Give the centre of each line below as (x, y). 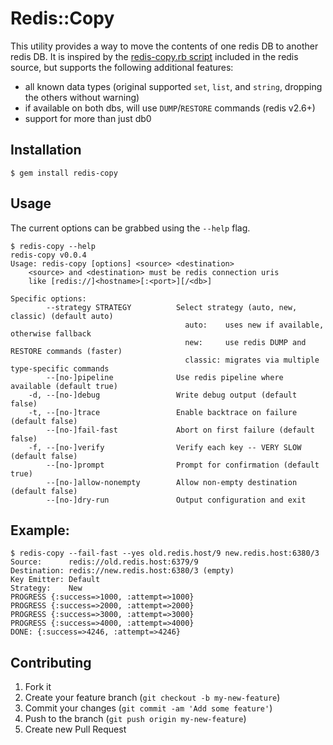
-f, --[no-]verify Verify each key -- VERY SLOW (165, 447)
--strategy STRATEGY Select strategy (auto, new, (172, 307)
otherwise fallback (51, 333)
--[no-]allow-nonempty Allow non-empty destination (172, 482)
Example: (40, 530)
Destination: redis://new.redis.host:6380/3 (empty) (122, 571)
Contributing (51, 662)
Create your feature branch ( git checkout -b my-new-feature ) (152, 698)
